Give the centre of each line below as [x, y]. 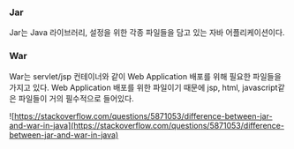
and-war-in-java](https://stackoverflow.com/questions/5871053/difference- [147, 125]
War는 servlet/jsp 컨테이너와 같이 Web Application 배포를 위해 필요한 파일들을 [145, 76]
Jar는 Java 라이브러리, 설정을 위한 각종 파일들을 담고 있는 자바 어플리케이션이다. [147, 33]
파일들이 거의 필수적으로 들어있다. [76, 98]
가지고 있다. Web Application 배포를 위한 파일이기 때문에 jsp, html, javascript [143, 87]
